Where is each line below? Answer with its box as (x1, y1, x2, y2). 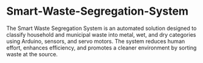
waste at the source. (6, 50, 58, 57)
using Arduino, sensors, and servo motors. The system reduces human (6, 37, 185, 45)
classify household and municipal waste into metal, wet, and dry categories (6, 31, 196, 38)
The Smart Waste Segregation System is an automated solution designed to (6, 24, 197, 32)
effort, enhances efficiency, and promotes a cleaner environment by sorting (6, 44, 197, 51)
